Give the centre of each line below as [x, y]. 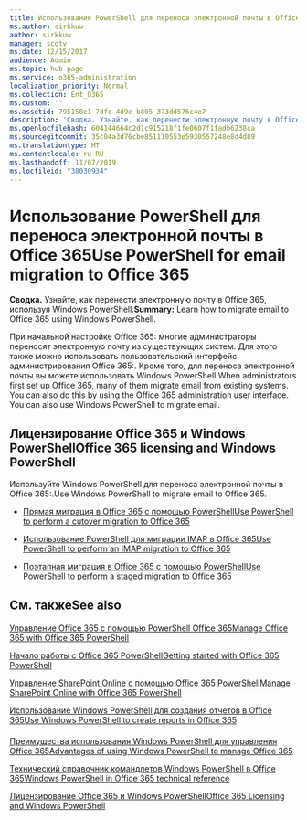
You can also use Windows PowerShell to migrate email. [115, 405]
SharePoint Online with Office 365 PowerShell [95, 693]
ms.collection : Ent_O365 [57, 94]
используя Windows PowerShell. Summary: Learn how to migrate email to [149, 309]
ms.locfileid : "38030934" [58, 171]
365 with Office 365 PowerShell [69, 638]
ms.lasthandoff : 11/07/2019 [63, 162]
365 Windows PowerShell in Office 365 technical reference [120, 778]
